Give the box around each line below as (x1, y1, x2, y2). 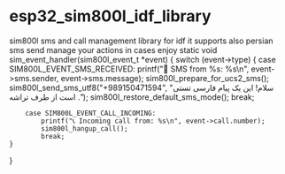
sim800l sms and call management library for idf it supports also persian (9, 35, 273, 46)
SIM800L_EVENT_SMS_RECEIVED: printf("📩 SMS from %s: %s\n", (9, 64, 250, 74)
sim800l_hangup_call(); (41, 124, 128, 133)
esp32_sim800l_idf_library (9, 6, 212, 26)
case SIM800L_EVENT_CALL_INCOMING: (25, 109, 157, 117)
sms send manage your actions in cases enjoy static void (9, 44, 218, 55)
